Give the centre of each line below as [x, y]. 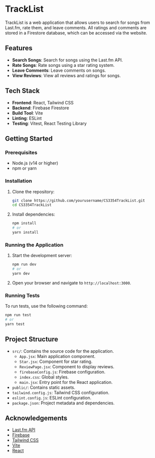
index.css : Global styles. [44, 377]
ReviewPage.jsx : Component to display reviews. [67, 366]
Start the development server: [42, 256]
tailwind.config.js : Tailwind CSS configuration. [60, 392]
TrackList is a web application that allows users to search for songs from [78, 22]
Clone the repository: [33, 192]
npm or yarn [24, 168]
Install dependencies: [34, 214]
